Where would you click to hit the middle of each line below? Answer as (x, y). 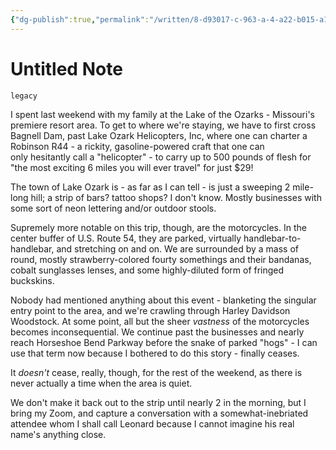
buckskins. (32, 280)
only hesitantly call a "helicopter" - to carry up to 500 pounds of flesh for (161, 157)
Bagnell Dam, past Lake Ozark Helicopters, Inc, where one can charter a (159, 135)
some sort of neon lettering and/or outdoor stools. (113, 208)
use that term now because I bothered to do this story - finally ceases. (155, 353)
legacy (24, 96)
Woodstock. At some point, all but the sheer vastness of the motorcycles (160, 321)
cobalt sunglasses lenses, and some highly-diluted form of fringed (147, 270)
